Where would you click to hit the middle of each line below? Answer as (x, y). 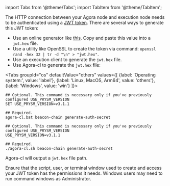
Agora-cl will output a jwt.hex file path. (46, 158)
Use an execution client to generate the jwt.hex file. (67, 60)
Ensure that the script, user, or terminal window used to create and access (83, 168)
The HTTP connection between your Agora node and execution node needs (85, 17)
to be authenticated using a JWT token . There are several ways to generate (85, 23)
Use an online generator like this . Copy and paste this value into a (81, 38)
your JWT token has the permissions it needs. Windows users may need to (84, 173)
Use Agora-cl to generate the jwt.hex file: (57, 65)
